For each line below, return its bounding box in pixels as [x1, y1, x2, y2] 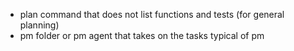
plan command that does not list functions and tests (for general [19, 9, 285, 20]
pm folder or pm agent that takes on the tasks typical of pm [19, 30, 265, 41]
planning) [19, 19, 60, 31]
